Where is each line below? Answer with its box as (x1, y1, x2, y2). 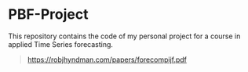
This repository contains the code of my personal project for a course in (8, 31, 241, 41)
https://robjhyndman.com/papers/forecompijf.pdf (27, 55, 187, 64)
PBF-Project (8, 5, 89, 23)
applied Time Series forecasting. (8, 39, 114, 49)
